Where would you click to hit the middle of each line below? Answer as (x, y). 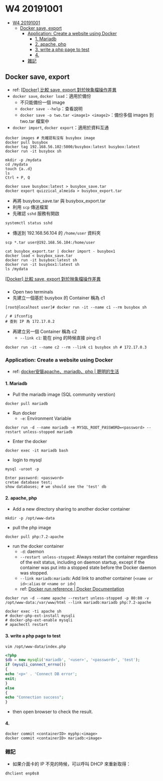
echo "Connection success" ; (35, 697)
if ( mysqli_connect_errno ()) (36, 665)
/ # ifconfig (19, 316)
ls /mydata (17, 269)
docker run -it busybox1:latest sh (42, 264)
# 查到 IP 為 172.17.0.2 (30, 321)
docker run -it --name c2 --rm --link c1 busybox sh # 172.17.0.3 (76, 347)
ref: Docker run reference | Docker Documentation (72, 589)
